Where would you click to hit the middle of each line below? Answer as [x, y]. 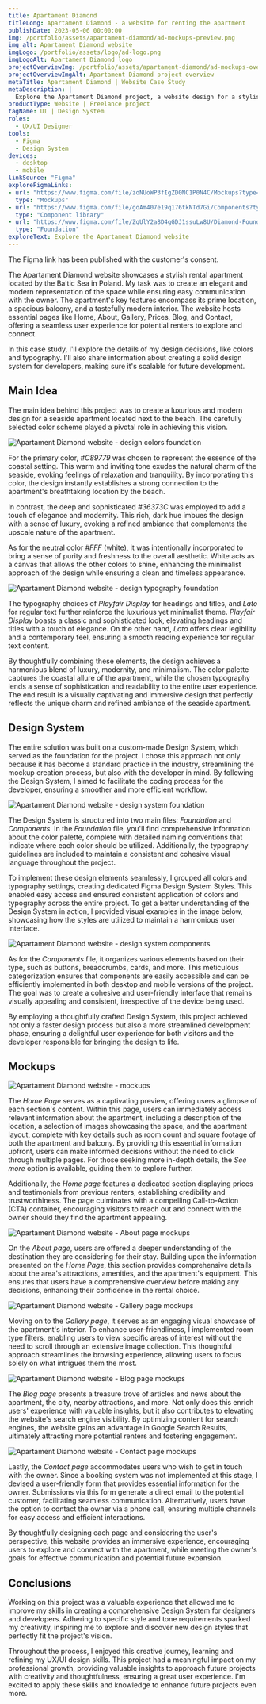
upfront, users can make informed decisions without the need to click [122, 1152]
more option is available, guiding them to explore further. [101, 1169]
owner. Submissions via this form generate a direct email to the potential [126, 1492]
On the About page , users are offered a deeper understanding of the [120, 1248]
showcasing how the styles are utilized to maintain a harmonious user [122, 919]
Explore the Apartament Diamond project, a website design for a [125, 97]
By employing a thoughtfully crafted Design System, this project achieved [128, 1016]
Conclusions [40, 1583]
